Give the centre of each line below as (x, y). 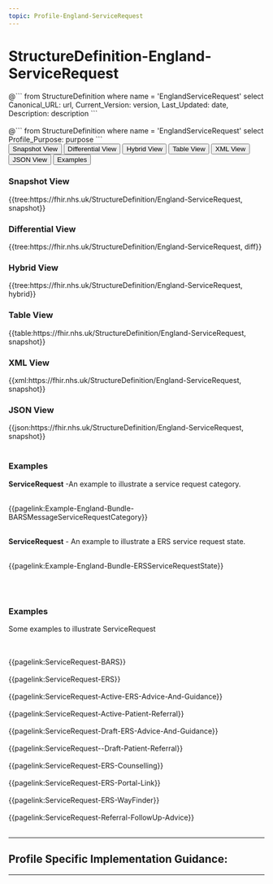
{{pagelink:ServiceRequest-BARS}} (67, 662)
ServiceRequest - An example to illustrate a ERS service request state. (127, 541)
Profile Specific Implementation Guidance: (118, 859)
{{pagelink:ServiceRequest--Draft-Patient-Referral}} (96, 748)
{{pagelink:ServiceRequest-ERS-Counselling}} (86, 765)
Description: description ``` (53, 113)
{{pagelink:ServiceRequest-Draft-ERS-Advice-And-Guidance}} (113, 731)
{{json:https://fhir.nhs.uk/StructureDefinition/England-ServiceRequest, (126, 428)
